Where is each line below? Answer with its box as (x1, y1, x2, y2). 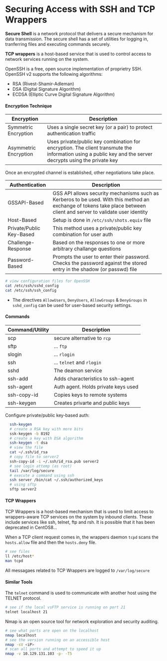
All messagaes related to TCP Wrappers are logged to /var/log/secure (5, 567, 150, 573)
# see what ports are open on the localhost (5, 628, 99, 633)
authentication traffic (47, 130, 96, 137)
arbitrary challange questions (52, 245, 121, 252)
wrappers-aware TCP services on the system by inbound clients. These (5, 514, 152, 520)
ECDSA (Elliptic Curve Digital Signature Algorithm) (12, 91, 115, 97)
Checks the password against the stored (52, 260, 147, 267)
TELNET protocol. (5, 595, 41, 601)
